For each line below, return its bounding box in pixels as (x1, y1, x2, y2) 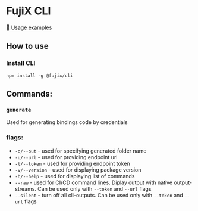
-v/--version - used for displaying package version (14, 166, 142, 173)
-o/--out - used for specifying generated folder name (14, 147, 147, 154)
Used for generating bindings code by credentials (6, 119, 128, 126)
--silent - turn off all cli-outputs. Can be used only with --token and (14, 191, 183, 198)
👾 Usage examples (6, 24, 52, 31)
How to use (6, 41, 49, 51)
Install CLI (6, 59, 36, 67)
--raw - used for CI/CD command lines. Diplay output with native (14, 179, 173, 186)
